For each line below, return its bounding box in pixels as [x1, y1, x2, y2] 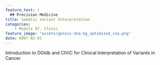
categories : [5, 21, 31, 27]
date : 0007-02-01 [5, 36, 42, 41]
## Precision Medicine [10, 12, 58, 17]
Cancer [5, 55, 21, 61]
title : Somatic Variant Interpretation [5, 17, 90, 22]
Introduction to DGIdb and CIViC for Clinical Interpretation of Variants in [5, 49, 155, 56]
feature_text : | [5, 7, 40, 13]
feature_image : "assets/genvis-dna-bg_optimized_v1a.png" [5, 31, 131, 36]
